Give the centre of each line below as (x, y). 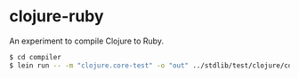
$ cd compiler (36, 57)
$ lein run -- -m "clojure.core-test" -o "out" (99, 65)
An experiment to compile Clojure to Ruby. (87, 41)
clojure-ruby (57, 16)
